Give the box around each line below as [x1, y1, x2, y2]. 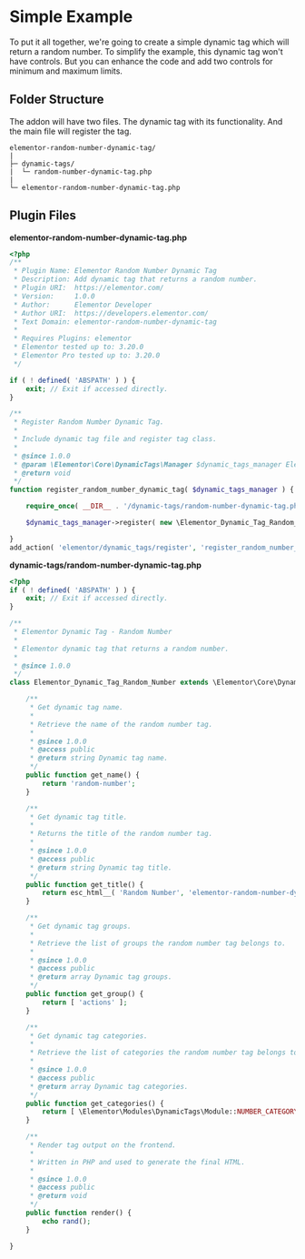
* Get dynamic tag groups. [29, 922, 132, 932]
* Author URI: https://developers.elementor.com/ [13, 308, 209, 317]
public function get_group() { [25, 990, 144, 999]
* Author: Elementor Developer [13, 300, 152, 309]
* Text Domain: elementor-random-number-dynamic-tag [13, 317, 218, 327]
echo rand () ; [42, 1216, 92, 1225]
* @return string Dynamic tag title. [29, 862, 172, 872]
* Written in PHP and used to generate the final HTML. [29, 1157, 246, 1166]
